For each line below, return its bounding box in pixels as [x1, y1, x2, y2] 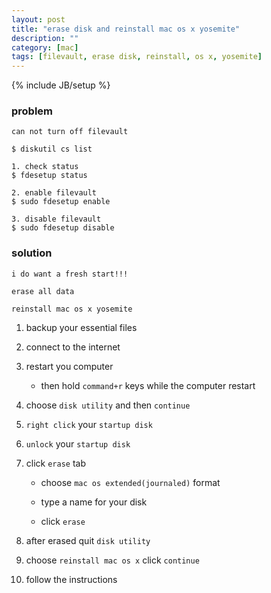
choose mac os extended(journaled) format [40, 476, 221, 488]
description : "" [11, 33, 79, 43]
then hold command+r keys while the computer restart [40, 379, 256, 391]
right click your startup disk [25, 418, 153, 430]
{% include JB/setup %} [11, 79, 111, 91]
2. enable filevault [11, 188, 98, 198]
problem [11, 104, 54, 118]
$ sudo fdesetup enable [11, 197, 111, 207]
